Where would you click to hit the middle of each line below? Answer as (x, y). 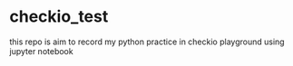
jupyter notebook (42, 51)
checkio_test (59, 17)
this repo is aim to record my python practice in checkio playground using (147, 42)
